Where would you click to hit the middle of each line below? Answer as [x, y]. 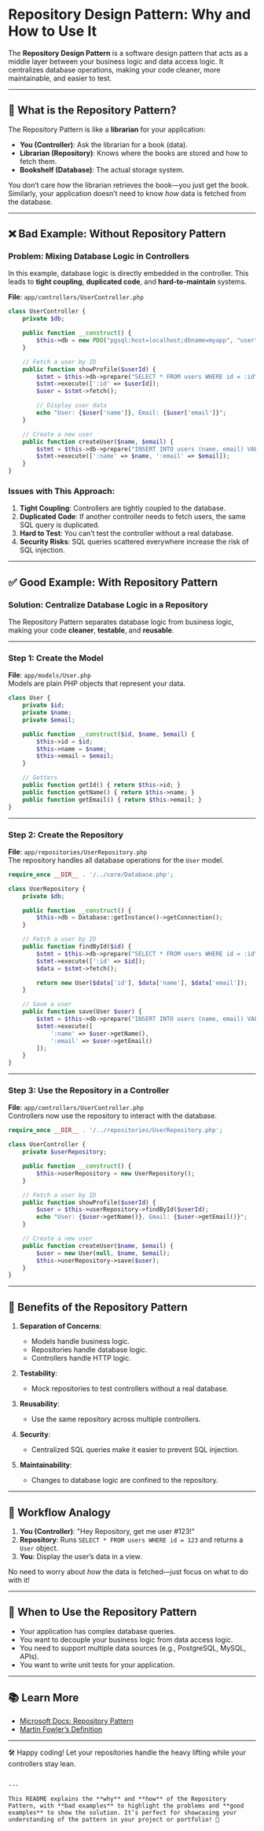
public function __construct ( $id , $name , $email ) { [108, 734]
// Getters [40, 778]
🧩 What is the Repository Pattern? [92, 111]
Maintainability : [46, 1465]
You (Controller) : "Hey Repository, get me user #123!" [107, 1531]
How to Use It [52, 31]
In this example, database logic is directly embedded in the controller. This [128, 273]
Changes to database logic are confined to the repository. [125, 1480]
